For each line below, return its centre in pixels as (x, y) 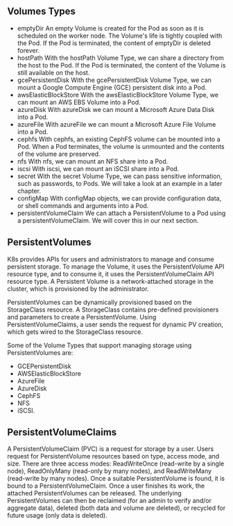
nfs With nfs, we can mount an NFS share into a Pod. (93, 161)
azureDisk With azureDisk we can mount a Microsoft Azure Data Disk (116, 109)
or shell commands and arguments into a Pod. (83, 205)
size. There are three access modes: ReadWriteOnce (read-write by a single (116, 464)
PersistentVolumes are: (40, 352)
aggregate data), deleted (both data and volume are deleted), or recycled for (116, 508)
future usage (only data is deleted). (57, 516)
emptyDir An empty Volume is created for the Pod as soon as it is (110, 28)
